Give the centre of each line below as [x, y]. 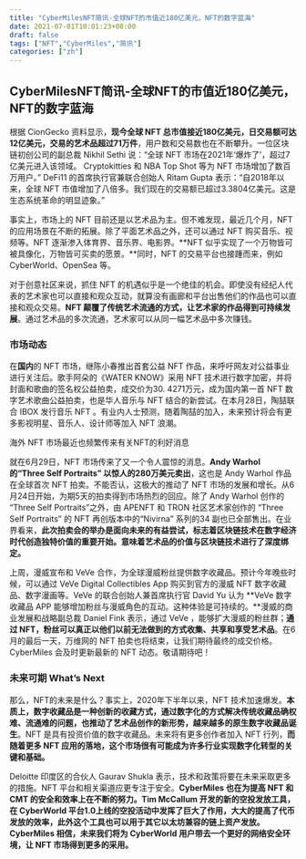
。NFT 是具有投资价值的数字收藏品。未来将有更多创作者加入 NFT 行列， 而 [157, 734]
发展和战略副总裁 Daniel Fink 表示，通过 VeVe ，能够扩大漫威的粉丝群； [152, 618]
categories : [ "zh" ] [46, 52]
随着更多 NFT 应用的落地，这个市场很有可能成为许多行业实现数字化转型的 [147, 745]
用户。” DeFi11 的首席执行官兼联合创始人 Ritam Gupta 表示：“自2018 [143, 177]
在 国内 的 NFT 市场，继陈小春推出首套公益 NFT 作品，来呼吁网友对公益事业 [149, 367]
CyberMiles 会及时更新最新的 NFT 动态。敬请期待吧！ [110, 652]
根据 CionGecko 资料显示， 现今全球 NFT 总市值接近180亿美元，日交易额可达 [153, 131]
